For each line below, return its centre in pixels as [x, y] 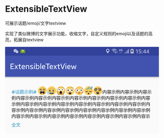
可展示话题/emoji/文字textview [36, 23]
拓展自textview [29, 40]
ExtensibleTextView [46, 9]
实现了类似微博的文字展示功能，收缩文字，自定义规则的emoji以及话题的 [77, 33]
